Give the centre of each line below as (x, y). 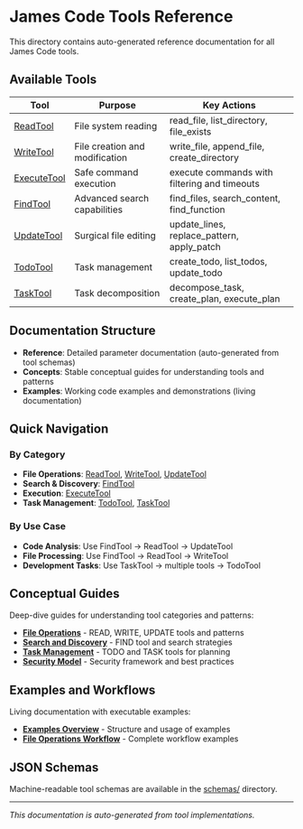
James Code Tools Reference (121, 17)
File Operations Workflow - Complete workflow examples (130, 739)
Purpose (118, 105)
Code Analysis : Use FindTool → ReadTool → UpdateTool (128, 546)
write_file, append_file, (217, 146)
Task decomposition (117, 293)
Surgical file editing (115, 235)
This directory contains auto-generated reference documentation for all (142, 42)
